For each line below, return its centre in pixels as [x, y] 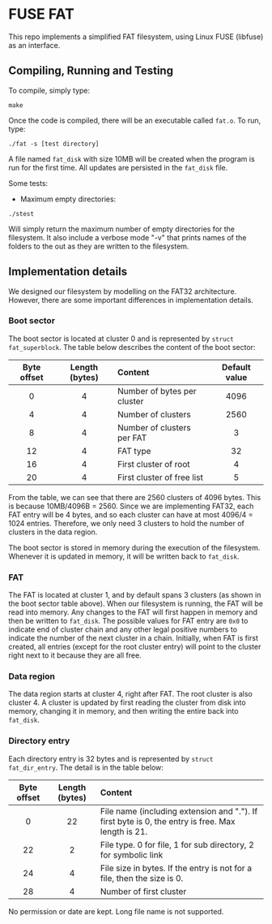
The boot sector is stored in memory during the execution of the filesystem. [134, 547]
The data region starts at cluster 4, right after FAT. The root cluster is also [130, 694]
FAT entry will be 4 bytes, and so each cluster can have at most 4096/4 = [131, 514]
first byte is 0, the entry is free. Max [168, 821]
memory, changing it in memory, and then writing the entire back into [123, 711]
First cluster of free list [160, 477]
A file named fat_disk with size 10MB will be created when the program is [132, 158]
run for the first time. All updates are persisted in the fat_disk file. [118, 167]
